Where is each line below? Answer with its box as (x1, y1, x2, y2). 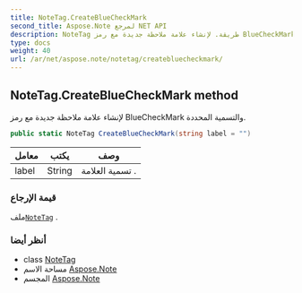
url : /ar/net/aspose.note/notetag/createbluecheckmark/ (10, 55, 223, 64)
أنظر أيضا (10, 234, 47, 246)
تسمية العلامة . (81, 164, 137, 177)
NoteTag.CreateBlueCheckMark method (10, 88, 238, 103)
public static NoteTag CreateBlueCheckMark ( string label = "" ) (10, 129, 252, 138)
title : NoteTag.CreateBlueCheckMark (10, 13, 147, 22)
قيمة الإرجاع (10, 191, 56, 203)
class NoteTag (22, 254, 76, 265)
